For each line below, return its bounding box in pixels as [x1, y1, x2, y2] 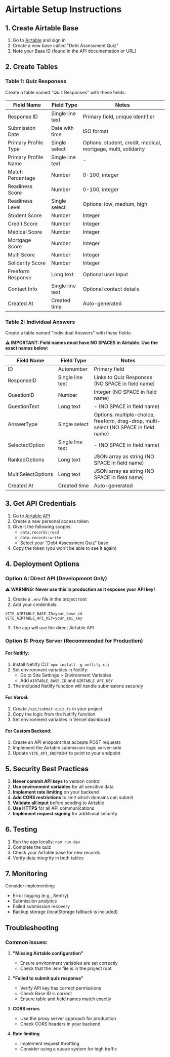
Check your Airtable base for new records [12, 849, 100, 855]
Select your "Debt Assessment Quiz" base [20, 540, 109, 546]
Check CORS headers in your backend [20, 1021, 101, 1027]
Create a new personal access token [12, 518, 89, 524]
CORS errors [12, 1006, 40, 1012]
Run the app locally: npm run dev [12, 839, 80, 845]
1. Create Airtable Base [5, 24, 78, 32]
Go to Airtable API [12, 513, 50, 519]
